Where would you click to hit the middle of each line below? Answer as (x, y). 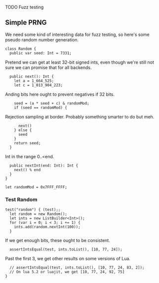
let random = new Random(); (39, 214)
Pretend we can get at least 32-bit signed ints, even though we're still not (80, 62)
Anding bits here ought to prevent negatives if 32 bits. (60, 94)
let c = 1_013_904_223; (39, 85)
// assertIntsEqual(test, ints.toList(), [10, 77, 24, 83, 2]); (77, 268)
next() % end (27, 170)
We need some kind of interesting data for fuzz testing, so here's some (77, 35)
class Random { (21, 49)
